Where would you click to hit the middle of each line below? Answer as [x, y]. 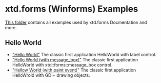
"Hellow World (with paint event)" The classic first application [74, 70]
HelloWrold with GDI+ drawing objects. [51, 75]
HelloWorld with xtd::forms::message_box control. [62, 65]
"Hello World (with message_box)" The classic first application [75, 60]
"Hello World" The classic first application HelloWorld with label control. [84, 54]
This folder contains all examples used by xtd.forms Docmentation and [76, 22]
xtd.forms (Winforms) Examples [71, 9]
